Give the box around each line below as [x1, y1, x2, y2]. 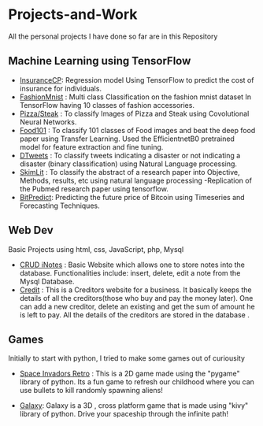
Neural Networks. [19, 117, 77, 127]
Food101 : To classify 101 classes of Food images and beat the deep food [19, 125, 256, 135]
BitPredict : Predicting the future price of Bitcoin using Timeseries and [19, 192, 246, 202]
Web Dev [8, 224, 54, 237]
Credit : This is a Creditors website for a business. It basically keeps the [19, 285, 252, 294]
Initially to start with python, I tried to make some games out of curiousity [8, 354, 246, 363]
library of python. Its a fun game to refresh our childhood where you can [19, 377, 254, 387]
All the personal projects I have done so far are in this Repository [8, 31, 218, 41]
